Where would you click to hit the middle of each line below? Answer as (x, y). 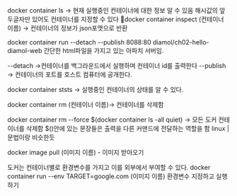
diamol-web (25, 51)
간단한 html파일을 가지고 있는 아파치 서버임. (104, 51)
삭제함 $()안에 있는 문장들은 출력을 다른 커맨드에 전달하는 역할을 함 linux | (128, 128)
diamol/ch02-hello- (181, 42)
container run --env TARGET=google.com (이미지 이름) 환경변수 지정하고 (111, 176)
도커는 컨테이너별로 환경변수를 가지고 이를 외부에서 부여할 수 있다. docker (109, 167)
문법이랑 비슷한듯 (31, 137)
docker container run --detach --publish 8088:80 (80, 42)
